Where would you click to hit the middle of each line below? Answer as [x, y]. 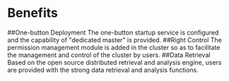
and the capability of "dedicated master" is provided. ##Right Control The [115, 39]
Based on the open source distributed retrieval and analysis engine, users [114, 62]
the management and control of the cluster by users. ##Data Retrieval [109, 55]
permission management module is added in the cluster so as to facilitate [114, 47]
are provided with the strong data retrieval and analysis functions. [103, 70]
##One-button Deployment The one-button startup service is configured [113, 32]
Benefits [33, 13]
